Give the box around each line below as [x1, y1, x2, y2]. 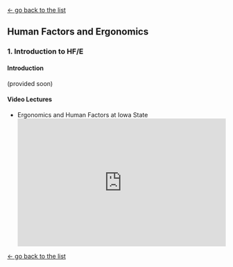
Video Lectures [7, 95, 53, 103]
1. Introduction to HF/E [7, 46, 84, 56]
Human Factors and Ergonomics [7, 26, 149, 37]
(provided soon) [7, 79, 53, 87]
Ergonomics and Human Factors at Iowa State [17, 110, 148, 119]
